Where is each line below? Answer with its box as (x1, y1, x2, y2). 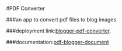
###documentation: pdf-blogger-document (6, 39, 109, 45)
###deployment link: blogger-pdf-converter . (6, 27, 111, 34)
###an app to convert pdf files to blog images (6, 16, 117, 23)
